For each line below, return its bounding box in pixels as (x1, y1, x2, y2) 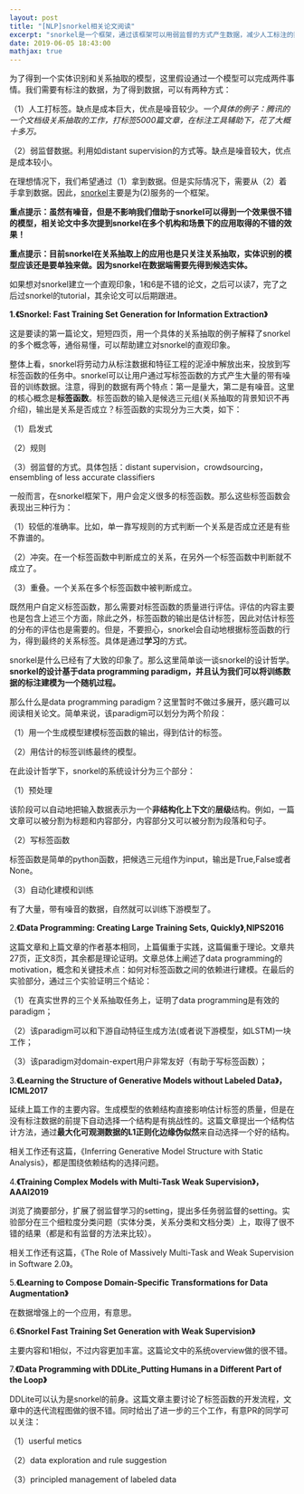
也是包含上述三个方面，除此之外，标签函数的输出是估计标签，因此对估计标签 (9, 613, 295, 624)
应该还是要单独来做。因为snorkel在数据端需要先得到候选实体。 (16, 260, 253, 271)
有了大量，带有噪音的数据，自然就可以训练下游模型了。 (9, 904, 215, 915)
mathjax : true (9, 47, 63, 56)
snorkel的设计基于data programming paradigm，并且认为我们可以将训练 (9, 666, 283, 677)
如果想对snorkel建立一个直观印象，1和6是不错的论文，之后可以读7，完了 (9, 279, 280, 290)
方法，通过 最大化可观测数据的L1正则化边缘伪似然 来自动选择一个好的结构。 (16, 1126, 295, 1137)
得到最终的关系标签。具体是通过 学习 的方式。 (24, 636, 192, 646)
